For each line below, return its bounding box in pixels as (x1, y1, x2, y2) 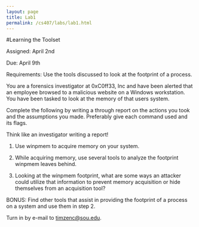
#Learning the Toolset (6, 36, 61, 44)
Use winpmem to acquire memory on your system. (14, 143, 140, 150)
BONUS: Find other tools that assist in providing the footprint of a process (6, 197, 188, 204)
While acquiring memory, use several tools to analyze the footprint (14, 154, 179, 161)
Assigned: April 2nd (6, 48, 55, 55)
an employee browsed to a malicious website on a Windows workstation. (6, 89, 185, 96)
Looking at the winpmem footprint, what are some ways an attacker (14, 172, 181, 179)
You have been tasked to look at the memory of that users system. (6, 95, 170, 102)
